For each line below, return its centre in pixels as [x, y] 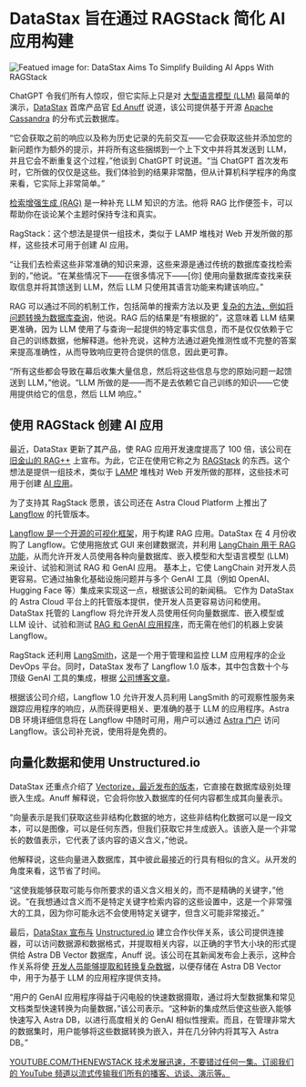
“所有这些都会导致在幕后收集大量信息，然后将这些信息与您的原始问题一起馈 [151, 371]
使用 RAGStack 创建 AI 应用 [87, 426]
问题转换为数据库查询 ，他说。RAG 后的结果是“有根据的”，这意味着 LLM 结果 [153, 317]
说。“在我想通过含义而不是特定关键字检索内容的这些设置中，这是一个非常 [147, 901]
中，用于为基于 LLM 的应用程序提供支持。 [88, 977]
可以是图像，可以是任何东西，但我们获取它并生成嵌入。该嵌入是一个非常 [161, 828]
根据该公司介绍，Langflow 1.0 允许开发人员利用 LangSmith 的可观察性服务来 [152, 696]
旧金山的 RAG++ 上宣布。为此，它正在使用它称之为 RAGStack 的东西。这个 [150, 460]
